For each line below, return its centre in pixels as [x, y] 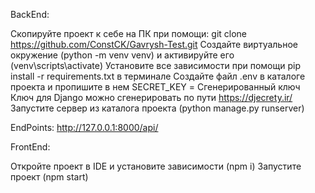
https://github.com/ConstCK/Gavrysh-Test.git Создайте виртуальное [154, 44]
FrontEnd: [30, 147]
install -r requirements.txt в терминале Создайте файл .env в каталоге [158, 76]
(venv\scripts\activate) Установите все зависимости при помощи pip [155, 65]
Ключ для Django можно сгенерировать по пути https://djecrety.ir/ [151, 97]
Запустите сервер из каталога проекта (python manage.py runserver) [157, 108]
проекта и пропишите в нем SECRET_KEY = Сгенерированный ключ [155, 87]
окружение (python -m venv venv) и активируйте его [122, 55]
